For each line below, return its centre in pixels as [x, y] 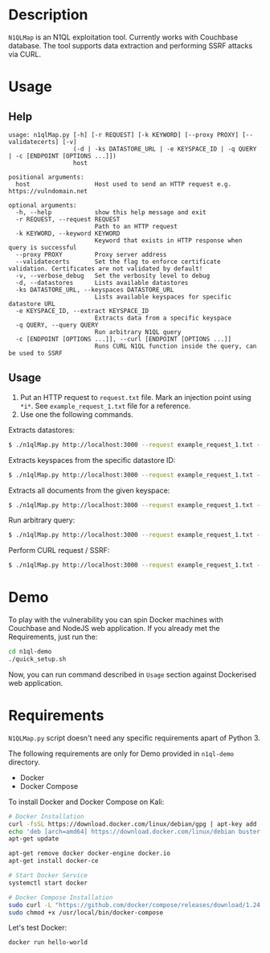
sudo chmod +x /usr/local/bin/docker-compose [86, 912]
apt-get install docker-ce [53, 861]
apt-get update [34, 839]
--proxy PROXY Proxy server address [91, 254]
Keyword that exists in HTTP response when [168, 240]
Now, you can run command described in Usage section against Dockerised [133, 675]
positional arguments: [46, 177]
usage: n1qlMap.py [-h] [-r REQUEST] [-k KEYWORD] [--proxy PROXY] [124, 134]
